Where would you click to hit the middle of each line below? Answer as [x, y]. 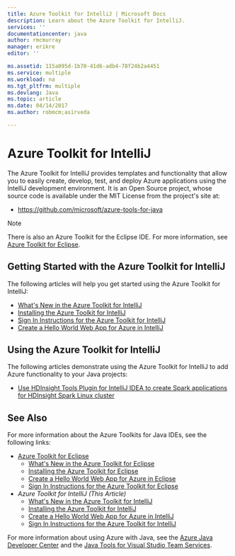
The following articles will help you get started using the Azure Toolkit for [114, 283]
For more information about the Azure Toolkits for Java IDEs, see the [107, 435]
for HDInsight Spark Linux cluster [66, 396]
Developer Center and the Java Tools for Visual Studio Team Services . [110, 545]
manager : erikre [31, 47]
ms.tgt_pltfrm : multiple [44, 86]
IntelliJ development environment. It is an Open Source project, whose [110, 188]
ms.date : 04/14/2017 [38, 106]
